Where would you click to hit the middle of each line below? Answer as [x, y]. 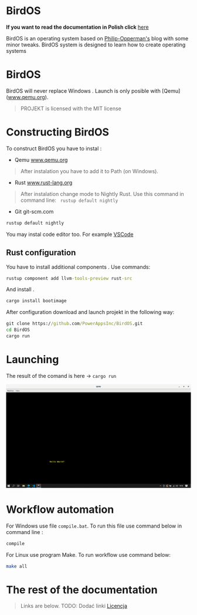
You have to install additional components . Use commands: [78, 267]
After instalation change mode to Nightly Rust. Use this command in [102, 194]
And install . [20, 289]
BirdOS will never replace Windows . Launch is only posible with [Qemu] [93, 91]
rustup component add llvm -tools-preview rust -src [69, 278]
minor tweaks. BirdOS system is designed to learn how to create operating [96, 45]
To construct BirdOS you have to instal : [54, 148]
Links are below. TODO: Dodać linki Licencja [74, 606]
